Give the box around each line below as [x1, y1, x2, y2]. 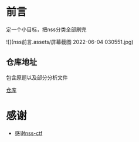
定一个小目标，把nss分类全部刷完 [6, 26, 87, 33]
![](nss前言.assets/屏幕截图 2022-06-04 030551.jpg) [6, 38, 134, 45]
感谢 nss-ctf [14, 130, 43, 137]
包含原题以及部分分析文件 [6, 74, 68, 81]
